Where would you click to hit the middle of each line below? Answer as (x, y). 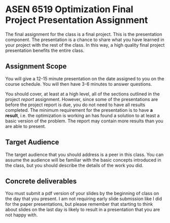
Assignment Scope (36, 66)
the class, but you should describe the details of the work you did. (74, 165)
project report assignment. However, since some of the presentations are (82, 99)
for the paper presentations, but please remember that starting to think (79, 204)
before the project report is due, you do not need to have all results (75, 105)
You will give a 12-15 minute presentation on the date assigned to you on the (85, 78)
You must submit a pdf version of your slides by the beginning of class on (82, 194)
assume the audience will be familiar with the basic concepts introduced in (83, 160)
